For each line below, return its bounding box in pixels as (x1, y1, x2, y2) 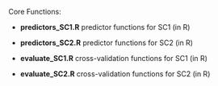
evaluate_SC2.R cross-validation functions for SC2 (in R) (19, 69, 211, 79)
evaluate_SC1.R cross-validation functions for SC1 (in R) (19, 54, 208, 63)
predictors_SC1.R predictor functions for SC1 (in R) (19, 23, 191, 31)
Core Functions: (8, 7, 62, 16)
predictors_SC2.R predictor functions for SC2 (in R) (19, 38, 194, 47)
